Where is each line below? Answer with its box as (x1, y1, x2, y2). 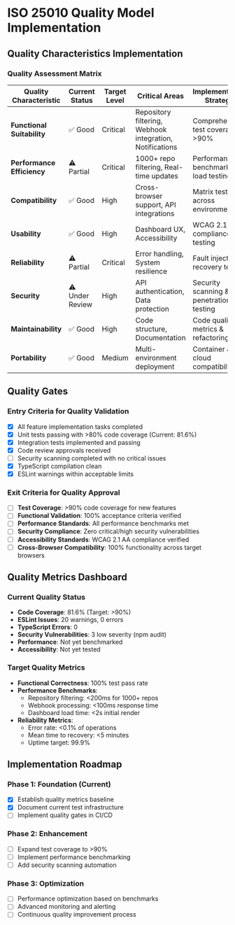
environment (135, 353, 177, 362)
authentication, (135, 286, 185, 296)
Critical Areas (137, 91, 184, 101)
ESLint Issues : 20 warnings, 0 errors (17, 616, 124, 624)
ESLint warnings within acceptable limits (17, 469, 134, 478)
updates (151, 171, 178, 181)
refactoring (192, 332, 229, 342)
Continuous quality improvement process (17, 910, 136, 919)
